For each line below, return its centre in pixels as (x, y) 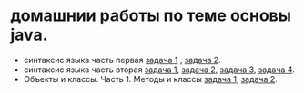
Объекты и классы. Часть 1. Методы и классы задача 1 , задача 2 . (151, 79)
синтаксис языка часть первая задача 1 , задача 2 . (122, 60)
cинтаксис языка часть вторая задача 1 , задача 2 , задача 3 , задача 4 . (159, 70)
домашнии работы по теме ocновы (151, 16)
